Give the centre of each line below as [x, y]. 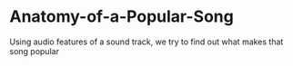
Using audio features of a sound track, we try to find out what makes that [146, 42]
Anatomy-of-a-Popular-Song [121, 17]
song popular [34, 51]
